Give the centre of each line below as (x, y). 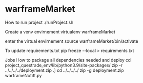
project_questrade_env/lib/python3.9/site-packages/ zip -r (64, 65)
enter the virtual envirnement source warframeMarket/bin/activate (71, 41)
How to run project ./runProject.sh (39, 22)
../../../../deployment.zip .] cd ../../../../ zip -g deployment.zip (65, 70)
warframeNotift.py (23, 75)
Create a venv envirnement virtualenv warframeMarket (60, 32)
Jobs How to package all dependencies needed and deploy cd (68, 60)
